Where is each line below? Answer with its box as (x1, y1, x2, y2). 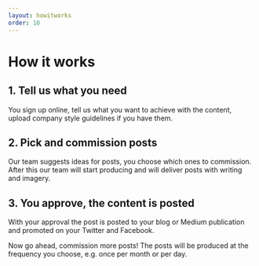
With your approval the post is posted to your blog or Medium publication (8, 217, 245, 227)
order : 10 (8, 19, 41, 27)
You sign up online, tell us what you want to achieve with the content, (8, 105, 232, 114)
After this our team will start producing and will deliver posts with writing (8, 165, 243, 175)
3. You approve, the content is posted (8, 196, 195, 209)
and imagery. (8, 174, 51, 183)
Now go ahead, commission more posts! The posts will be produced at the (8, 241, 249, 250)
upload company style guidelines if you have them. (8, 113, 173, 123)
